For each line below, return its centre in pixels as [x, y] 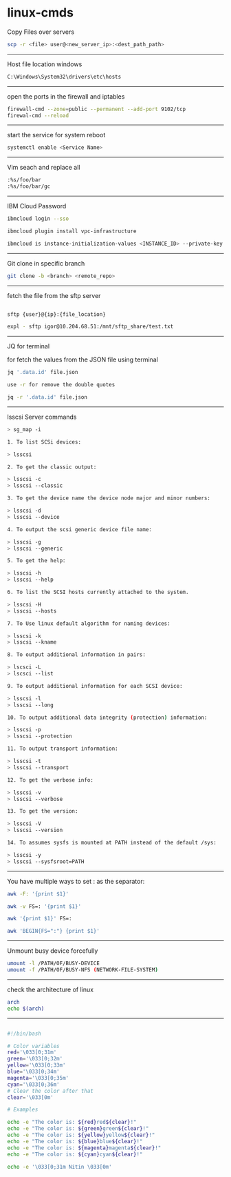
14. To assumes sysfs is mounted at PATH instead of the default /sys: [112, 843]
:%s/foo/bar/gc [29, 187]
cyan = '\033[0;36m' [33, 1085]
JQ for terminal [29, 346]
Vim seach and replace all [44, 168]
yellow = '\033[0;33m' [37, 1065]
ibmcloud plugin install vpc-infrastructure [72, 231]
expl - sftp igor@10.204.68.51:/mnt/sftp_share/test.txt [90, 327]
